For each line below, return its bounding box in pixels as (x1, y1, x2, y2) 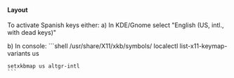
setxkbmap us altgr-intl (7, 63, 80, 70)
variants (7, 49, 31, 58)
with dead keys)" (7, 29, 57, 37)
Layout (7, 6, 28, 14)
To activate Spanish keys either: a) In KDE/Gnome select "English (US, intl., (7, 21, 224, 29)
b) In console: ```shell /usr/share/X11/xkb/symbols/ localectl (7, 42, 178, 50)
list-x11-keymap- (179, 42, 228, 50)
